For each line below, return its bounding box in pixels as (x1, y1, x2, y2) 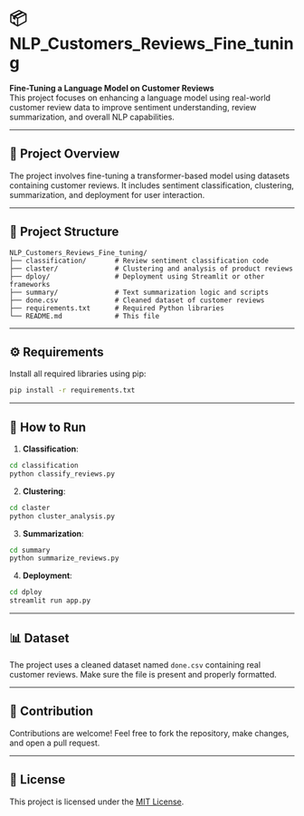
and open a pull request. (9, 737, 100, 748)
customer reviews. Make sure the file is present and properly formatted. (9, 669, 278, 679)
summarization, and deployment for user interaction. (9, 189, 205, 200)
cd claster (9, 503, 51, 512)
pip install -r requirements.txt (9, 386, 136, 395)
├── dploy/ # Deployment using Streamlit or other (9, 271, 265, 281)
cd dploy (9, 588, 43, 597)
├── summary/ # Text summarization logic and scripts (9, 288, 270, 297)
